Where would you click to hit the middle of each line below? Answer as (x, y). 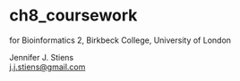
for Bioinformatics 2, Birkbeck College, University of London (120, 40)
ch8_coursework (73, 16)
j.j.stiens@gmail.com (47, 67)
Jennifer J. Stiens (42, 57)
